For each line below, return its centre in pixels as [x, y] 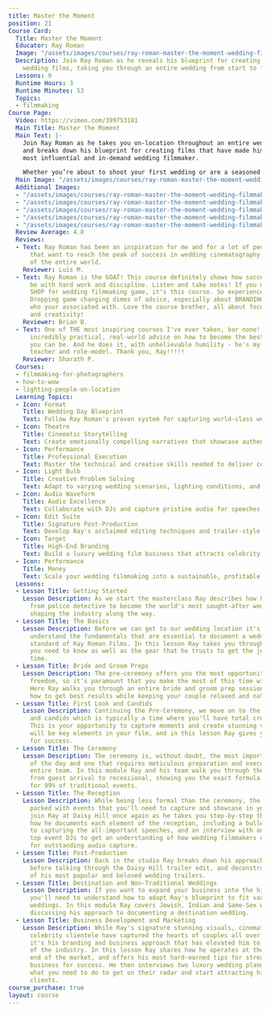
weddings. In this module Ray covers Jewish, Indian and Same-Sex [143, 906]
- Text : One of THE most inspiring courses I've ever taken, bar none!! [140, 329]
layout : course [34, 995]
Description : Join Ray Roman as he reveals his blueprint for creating [138, 61]
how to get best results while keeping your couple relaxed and [139, 696]
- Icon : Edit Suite [48, 516]
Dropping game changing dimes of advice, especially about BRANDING [147, 300]
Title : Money [45, 569]
